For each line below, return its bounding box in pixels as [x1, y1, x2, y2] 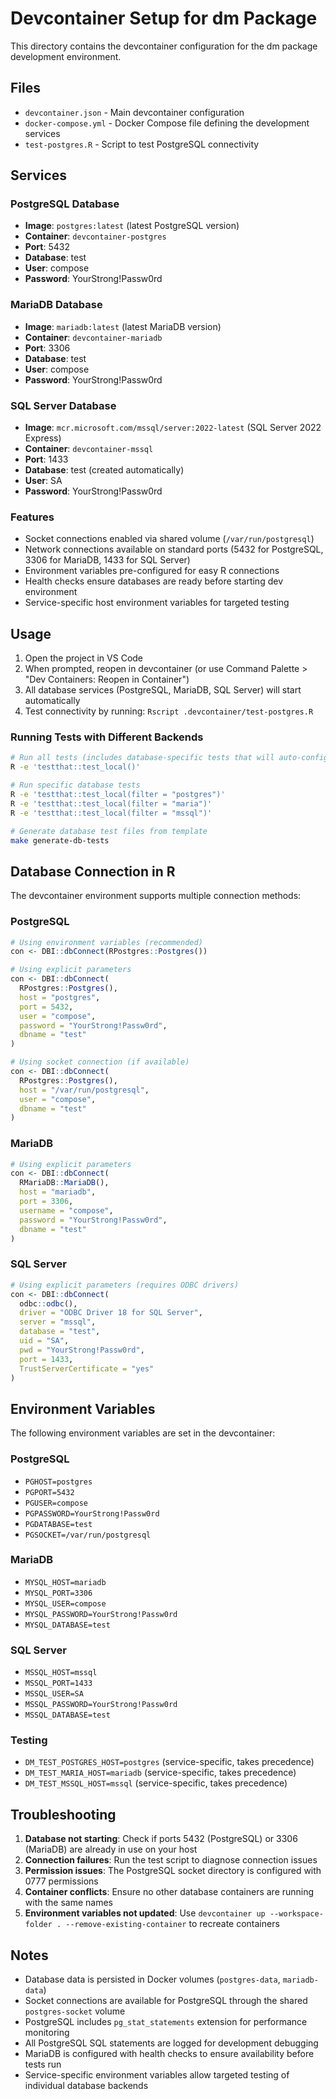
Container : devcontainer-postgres [24, 230, 167, 242]
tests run [24, 2058, 62, 2071]
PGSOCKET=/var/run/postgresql [24, 1530, 152, 1540]
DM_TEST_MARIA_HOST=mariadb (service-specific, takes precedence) [24, 1767, 297, 1779]
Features [10, 510, 55, 524]
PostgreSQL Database [10, 197, 120, 211]
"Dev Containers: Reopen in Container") [24, 673, 190, 686]
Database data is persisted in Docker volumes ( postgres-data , [24, 1973, 281, 1986]
